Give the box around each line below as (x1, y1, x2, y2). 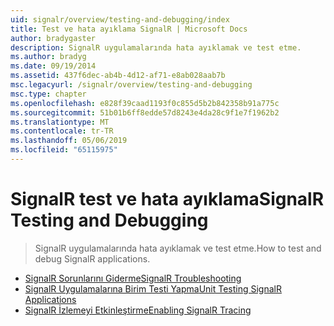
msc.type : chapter (10, 89, 87, 99)
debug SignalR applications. (34, 252, 151, 265)
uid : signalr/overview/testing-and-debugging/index (10, 14, 230, 25)
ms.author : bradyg (10, 52, 87, 62)
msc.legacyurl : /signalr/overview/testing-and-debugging (10, 80, 253, 90)
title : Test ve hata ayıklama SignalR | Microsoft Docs (10, 24, 248, 34)
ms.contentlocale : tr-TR (10, 126, 114, 136)
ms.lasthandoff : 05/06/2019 (10, 136, 128, 146)
